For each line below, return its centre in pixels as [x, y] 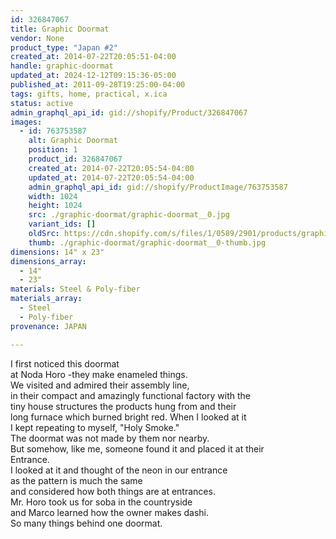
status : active [42, 103]
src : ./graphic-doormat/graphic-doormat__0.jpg [129, 215]
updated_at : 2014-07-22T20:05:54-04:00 [111, 177]
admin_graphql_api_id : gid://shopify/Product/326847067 [129, 112]
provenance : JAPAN [48, 326]
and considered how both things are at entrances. [113, 491]
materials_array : [46, 299]
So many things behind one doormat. [86, 523]
